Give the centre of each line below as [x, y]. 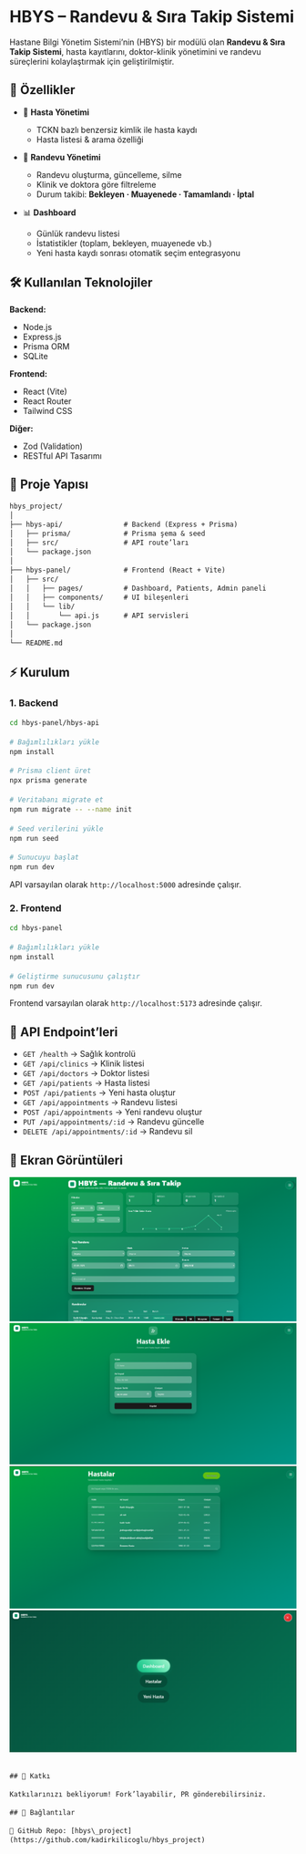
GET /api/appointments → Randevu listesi [100, 1103]
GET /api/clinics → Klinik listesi [83, 1063]
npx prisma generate [49, 781]
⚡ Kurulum [40, 672]
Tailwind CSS [47, 410]
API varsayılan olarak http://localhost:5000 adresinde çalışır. [126, 885]
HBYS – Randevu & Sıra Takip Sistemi [152, 17]
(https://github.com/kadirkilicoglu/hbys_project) [107, 1840]
